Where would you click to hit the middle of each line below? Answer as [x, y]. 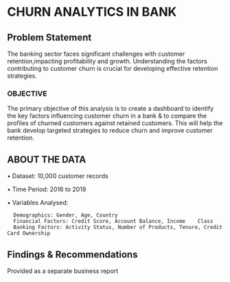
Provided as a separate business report [63, 271]
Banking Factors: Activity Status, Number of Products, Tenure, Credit [118, 228]
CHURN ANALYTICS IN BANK [92, 12]
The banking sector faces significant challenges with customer [96, 54]
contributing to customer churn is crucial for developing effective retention [113, 68]
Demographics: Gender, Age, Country [66, 215]
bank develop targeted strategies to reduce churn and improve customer [110, 131]
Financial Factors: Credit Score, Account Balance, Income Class [113, 221]
